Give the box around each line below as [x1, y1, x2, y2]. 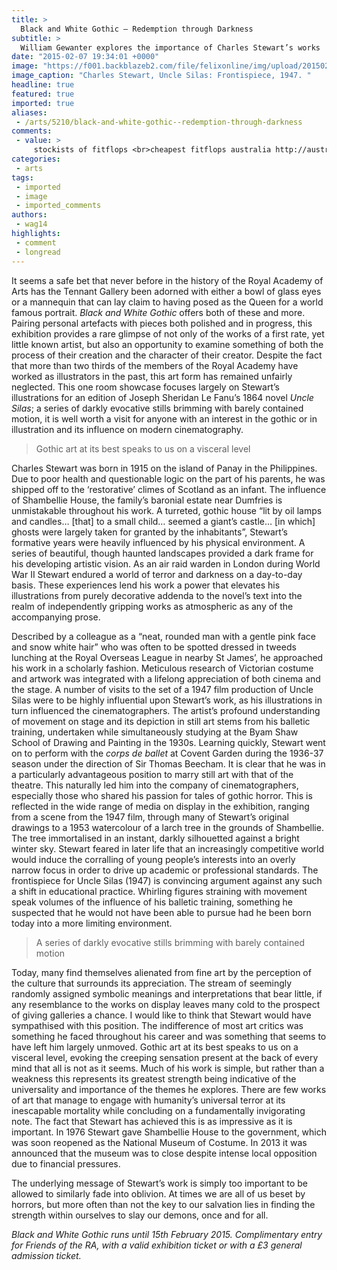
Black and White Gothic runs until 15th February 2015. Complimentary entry [11, 1228, 323, 1240]
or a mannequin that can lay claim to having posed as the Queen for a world [11, 296, 324, 308]
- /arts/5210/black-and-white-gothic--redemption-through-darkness [15, 117, 303, 127]
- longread [15, 247, 61, 257]
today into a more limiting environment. [11, 917, 173, 929]
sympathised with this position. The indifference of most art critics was [11, 1019, 304, 1031]
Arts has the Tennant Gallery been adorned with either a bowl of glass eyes [11, 285, 322, 297]
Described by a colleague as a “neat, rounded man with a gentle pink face [11, 630, 316, 642]
